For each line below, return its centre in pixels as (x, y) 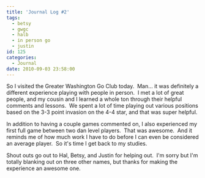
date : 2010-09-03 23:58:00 (41, 69)
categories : (21, 57)
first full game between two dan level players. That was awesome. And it (99, 131)
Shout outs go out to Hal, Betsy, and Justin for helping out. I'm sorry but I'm (102, 155)
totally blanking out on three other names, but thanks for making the (92, 162)
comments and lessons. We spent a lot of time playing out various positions (102, 106)
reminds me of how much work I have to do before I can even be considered (102, 137)
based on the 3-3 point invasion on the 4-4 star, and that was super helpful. (102, 112)
